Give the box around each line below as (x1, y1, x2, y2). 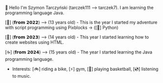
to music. (12, 73, 31, 79)
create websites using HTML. (5, 39, 65, 45)
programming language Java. (5, 10, 65, 16)
